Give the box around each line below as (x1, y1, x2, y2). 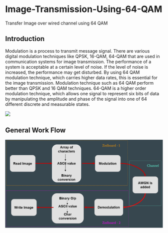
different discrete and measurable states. (5, 101, 90, 107)
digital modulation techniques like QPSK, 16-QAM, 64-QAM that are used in (5, 53, 160, 59)
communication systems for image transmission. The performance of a (5, 59, 151, 65)
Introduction (5, 35, 45, 43)
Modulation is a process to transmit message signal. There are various (5, 48, 150, 54)
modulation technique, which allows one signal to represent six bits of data (5, 90, 159, 96)
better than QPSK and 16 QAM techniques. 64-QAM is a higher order (5, 85, 146, 91)
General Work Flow (5, 126, 66, 135)
